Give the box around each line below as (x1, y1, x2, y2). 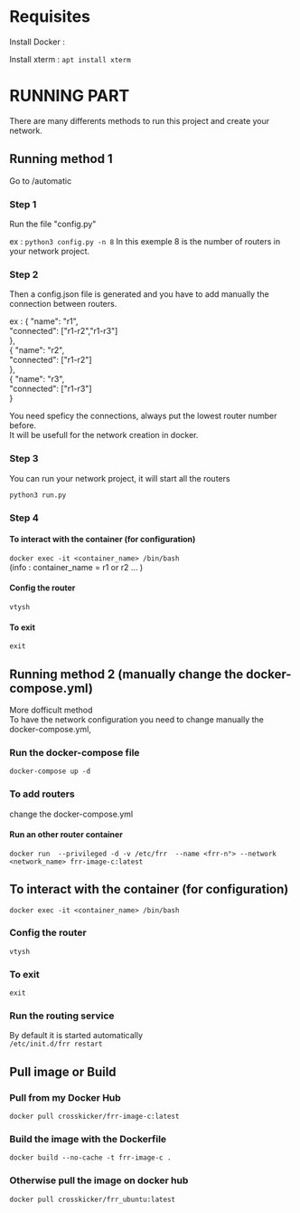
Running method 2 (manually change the (9, 666, 244, 682)
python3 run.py (9, 491, 67, 500)
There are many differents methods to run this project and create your (9, 115, 270, 126)
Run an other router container (9, 829, 124, 840)
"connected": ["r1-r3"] (9, 383, 92, 395)
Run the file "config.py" (9, 218, 97, 229)
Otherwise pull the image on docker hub (9, 1174, 189, 1187)
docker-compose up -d (9, 767, 91, 776)
